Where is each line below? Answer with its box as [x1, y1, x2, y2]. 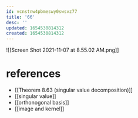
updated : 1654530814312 [6, 25, 65, 31]
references [6, 67, 61, 80]
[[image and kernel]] [14, 105, 65, 112]
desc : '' [6, 19, 28, 25]
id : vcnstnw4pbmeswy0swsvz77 [6, 8, 78, 15]
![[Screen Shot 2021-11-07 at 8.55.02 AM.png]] [6, 46, 119, 53]
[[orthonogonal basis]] [14, 99, 69, 106]
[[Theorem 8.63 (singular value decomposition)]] [14, 86, 133, 94]
